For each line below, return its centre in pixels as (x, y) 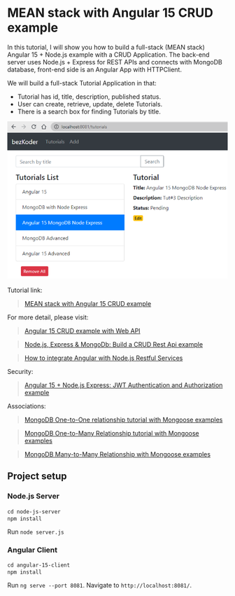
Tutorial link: (25, 290)
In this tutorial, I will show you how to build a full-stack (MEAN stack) (106, 47)
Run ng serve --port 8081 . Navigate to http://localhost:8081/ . (100, 585)
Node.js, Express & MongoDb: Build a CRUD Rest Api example (114, 344)
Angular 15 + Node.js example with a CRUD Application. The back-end (108, 55)
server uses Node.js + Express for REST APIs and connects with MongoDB (115, 62)
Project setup (37, 477)
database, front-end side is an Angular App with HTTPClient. (94, 69)
